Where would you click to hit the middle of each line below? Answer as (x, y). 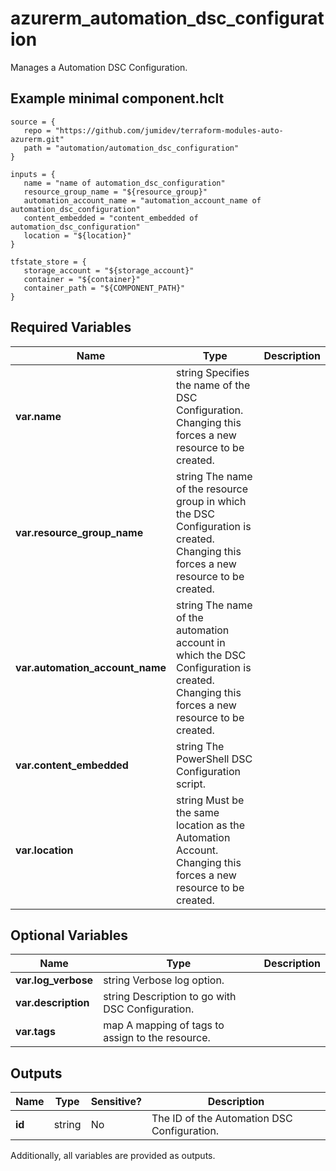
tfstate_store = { (48, 262)
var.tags (35, 1032)
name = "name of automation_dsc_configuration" (124, 183)
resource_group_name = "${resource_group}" (115, 192)
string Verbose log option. (164, 980)
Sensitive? (116, 1102)
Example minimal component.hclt (117, 98)
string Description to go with (170, 997)
